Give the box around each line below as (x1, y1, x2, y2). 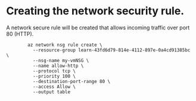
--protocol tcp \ (32, 68, 76, 74)
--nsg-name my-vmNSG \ (32, 57, 89, 63)
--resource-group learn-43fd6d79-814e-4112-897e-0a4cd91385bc (32, 47, 191, 53)
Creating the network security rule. (6, 4, 185, 18)
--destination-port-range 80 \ (32, 78, 111, 84)
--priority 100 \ (32, 73, 76, 79)
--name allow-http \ (32, 63, 84, 69)
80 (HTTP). (6, 30, 34, 37)
